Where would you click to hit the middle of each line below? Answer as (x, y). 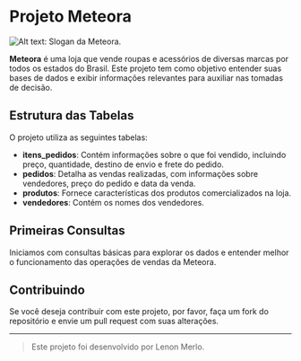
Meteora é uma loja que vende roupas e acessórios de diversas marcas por (149, 58)
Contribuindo (47, 290)
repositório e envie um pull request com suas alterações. (114, 321)
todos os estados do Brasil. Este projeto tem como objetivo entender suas (146, 68)
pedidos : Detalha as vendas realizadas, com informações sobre (140, 173)
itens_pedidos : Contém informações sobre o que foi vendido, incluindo (154, 154)
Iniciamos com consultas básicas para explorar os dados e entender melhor (149, 252)
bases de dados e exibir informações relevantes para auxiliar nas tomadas (146, 77)
